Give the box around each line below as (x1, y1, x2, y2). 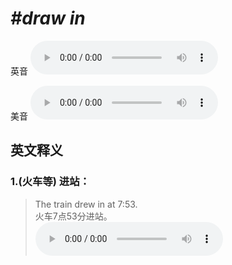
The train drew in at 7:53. (34, 198, 138, 210)
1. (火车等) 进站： (10, 175, 90, 189)
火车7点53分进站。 (34, 210, 113, 222)
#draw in (10, 7, 86, 30)
